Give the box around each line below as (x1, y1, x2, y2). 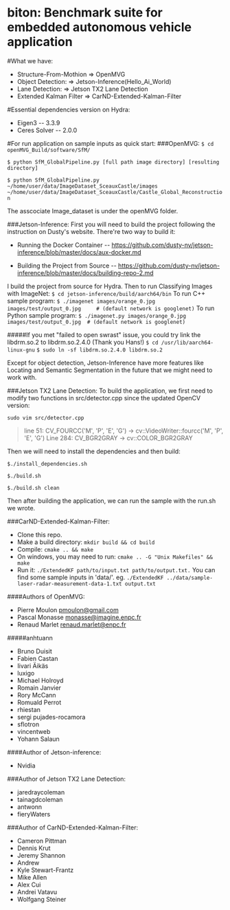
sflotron (16, 720, 40, 728)
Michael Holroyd (16, 676, 64, 684)
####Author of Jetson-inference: (7, 748, 102, 756)
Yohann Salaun (16, 735, 60, 743)
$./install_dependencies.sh (7, 460, 88, 467)
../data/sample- (166, 574, 213, 581)
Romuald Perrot (16, 698, 62, 706)
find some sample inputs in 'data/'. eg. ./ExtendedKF (16, 573, 164, 581)
